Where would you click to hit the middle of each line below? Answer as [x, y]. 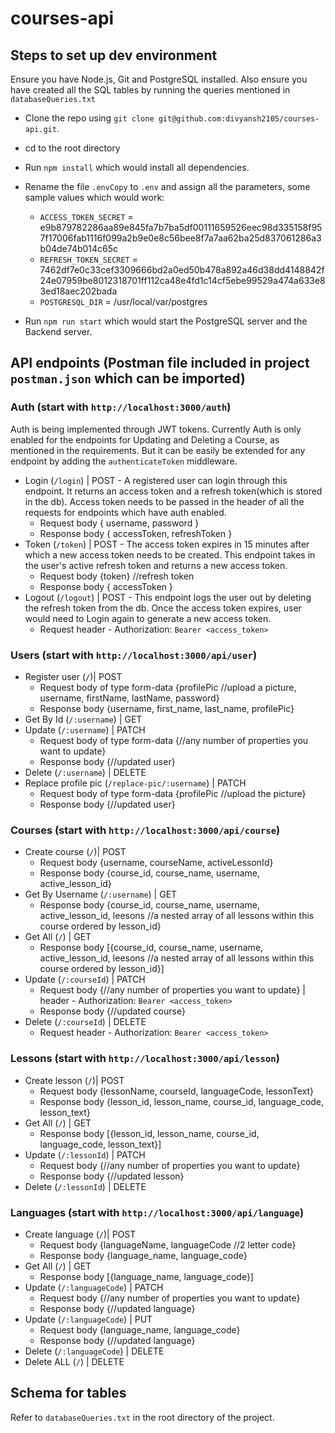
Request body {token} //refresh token [117, 576]
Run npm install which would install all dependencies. [137, 167]
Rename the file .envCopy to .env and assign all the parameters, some [167, 186]
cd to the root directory [72, 148]
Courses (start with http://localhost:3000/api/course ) [145, 830]
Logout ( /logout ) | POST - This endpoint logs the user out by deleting [168, 597]
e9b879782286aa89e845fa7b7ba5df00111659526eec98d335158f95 [181, 227]
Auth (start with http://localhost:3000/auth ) [121, 407]
